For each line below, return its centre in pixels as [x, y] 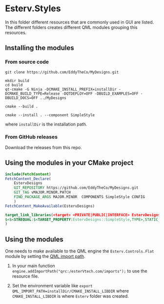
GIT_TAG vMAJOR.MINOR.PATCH [42, 192]
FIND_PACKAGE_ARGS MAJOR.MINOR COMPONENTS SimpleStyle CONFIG [80, 197]
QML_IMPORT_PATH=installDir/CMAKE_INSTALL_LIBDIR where [71, 291]
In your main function [33, 266]
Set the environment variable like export [52, 286]
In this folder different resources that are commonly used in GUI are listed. [80, 22]
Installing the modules [40, 48]
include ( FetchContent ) [28, 174]
